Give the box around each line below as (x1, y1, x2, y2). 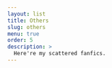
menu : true (7, 30, 40, 38)
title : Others (7, 17, 50, 24)
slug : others (7, 23, 46, 30)
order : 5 (7, 37, 33, 44)
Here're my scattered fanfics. (13, 50, 106, 57)
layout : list (7, 10, 46, 18)
